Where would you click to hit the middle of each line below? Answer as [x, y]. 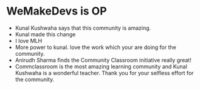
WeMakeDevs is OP [57, 11]
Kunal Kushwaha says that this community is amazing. [83, 28]
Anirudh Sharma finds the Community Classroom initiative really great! [103, 60]
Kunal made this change [45, 34]
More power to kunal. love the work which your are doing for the [95, 47]
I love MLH [29, 41]
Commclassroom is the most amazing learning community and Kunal [101, 66]
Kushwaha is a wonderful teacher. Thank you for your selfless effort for [104, 73]
